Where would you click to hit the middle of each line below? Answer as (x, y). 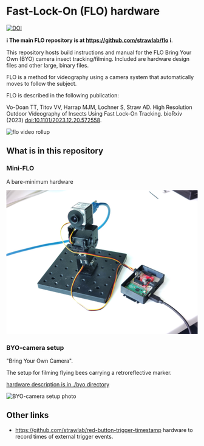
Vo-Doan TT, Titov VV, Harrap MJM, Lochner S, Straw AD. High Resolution (99, 107)
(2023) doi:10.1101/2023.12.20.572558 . (54, 120)
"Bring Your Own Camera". (40, 361)
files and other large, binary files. (48, 65)
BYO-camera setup (35, 347)
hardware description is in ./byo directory (58, 384)
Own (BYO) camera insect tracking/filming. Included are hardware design (98, 58)
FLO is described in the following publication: (63, 95)
